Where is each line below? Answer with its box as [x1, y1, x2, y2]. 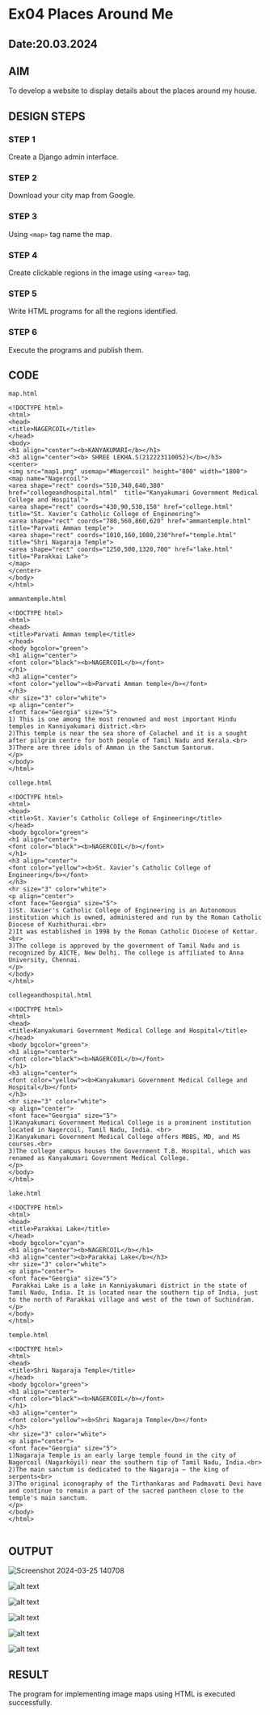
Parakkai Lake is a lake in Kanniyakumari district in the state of [11, 1281, 248, 1290]
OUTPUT [8, 1544, 54, 1558]
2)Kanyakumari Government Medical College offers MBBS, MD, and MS [8, 1133, 241, 1141]
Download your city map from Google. [8, 191, 136, 201]
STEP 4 [8, 249, 38, 260]
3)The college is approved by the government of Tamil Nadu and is [8, 942, 241, 951]
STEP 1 [8, 133, 36, 145]
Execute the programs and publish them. [8, 345, 144, 354]
